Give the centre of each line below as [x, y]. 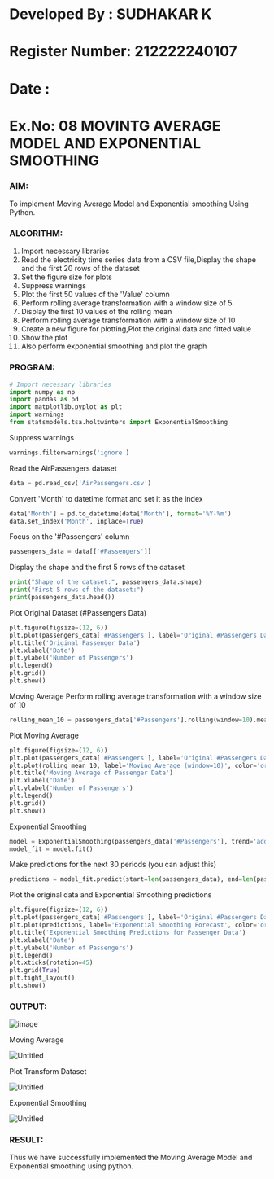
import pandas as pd [44, 400]
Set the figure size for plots [66, 277]
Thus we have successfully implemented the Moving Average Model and [131, 1158]
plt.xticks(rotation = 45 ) [51, 963]
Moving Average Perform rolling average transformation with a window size [135, 696]
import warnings [37, 415]
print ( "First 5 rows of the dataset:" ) [77, 590]
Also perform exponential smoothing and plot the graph [114, 346]
